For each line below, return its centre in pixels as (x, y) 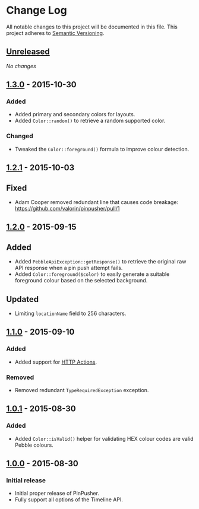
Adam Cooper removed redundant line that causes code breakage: (97, 202)
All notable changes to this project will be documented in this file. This (92, 27)
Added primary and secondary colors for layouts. (75, 114)
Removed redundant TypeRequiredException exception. (82, 390)
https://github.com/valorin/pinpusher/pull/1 (67, 208)
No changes (21, 66)
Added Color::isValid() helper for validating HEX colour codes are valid (104, 438)
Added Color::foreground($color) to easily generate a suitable (92, 274)
